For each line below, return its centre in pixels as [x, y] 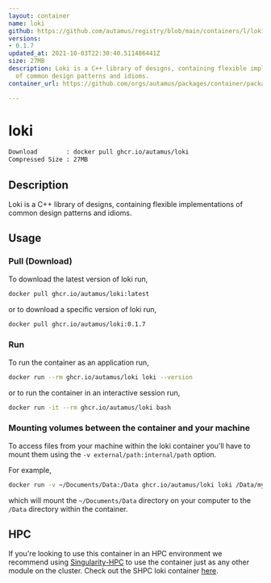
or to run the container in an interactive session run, [94, 392]
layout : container [39, 16]
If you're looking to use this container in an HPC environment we [115, 554]
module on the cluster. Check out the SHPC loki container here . [114, 571]
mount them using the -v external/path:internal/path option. [113, 454]
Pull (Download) [40, 261]
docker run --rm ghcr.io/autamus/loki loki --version [101, 377]
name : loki [27, 23]
